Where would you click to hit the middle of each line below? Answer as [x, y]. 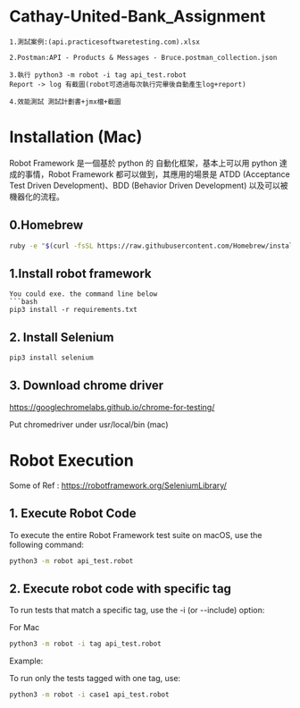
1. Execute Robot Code [73, 514]
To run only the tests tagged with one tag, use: [95, 678]
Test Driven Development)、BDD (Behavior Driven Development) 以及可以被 [149, 185]
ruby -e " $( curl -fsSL [51, 246]
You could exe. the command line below [83, 294]
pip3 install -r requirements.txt [74, 310]
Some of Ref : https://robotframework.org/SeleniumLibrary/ [118, 485]
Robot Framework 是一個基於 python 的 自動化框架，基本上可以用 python [144, 163]
